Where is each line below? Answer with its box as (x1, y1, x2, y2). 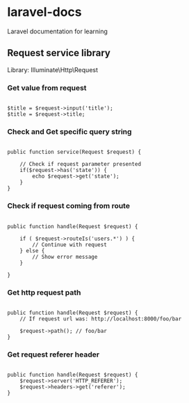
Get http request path (7, 287, 81, 297)
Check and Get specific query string (7, 126, 132, 136)
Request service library (7, 47, 111, 59)
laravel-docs (7, 4, 82, 20)
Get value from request (7, 83, 87, 92)
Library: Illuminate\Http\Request (7, 65, 99, 74)
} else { (19, 247, 45, 254)
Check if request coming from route (7, 201, 131, 211)
